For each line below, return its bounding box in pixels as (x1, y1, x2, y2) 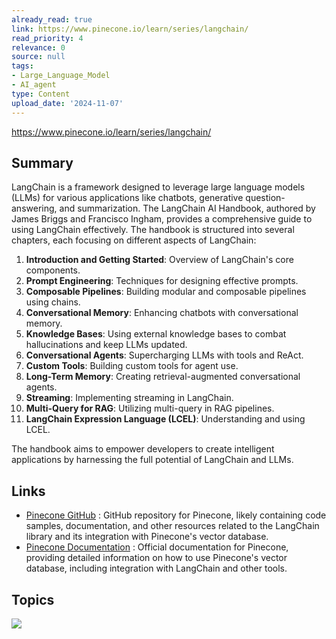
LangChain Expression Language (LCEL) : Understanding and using (25, 413, 306, 425)
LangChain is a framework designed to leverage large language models (11, 181, 306, 193)
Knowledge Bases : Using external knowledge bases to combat (25, 328, 287, 340)
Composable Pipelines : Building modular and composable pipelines (25, 286, 307, 298)
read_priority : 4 (11, 33, 84, 43)
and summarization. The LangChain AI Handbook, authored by (59, 202, 316, 215)
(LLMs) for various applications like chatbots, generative (11, 192, 244, 204)
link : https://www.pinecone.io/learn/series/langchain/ (11, 24, 249, 34)
